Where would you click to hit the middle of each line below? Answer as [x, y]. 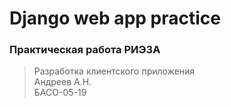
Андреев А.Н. [62, 82]
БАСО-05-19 [60, 93]
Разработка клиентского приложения [114, 71]
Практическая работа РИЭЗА [85, 50]
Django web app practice [115, 18]
